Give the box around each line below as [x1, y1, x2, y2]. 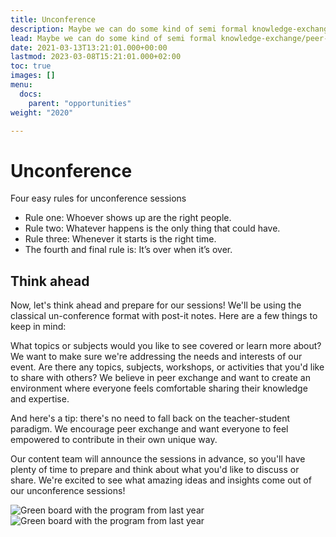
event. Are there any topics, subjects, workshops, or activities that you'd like [10, 361, 325, 373]
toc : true [10, 61, 52, 71]
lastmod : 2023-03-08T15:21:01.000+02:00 [10, 52, 182, 62]
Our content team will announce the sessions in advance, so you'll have [10, 453, 306, 465]
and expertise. [10, 393, 70, 405]
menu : [10, 80, 33, 90]
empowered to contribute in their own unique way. [10, 434, 218, 446]
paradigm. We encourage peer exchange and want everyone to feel [10, 423, 289, 435]
